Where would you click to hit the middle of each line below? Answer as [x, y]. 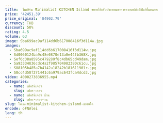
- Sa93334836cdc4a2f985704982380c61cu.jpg [53, 63]
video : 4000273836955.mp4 [31, 77]
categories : [17, 81]
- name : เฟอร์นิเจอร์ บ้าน [30, 95]
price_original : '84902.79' [33, 18]
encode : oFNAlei [21, 109]
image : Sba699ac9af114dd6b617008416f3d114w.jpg [54, 41]
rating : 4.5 [17, 32]
